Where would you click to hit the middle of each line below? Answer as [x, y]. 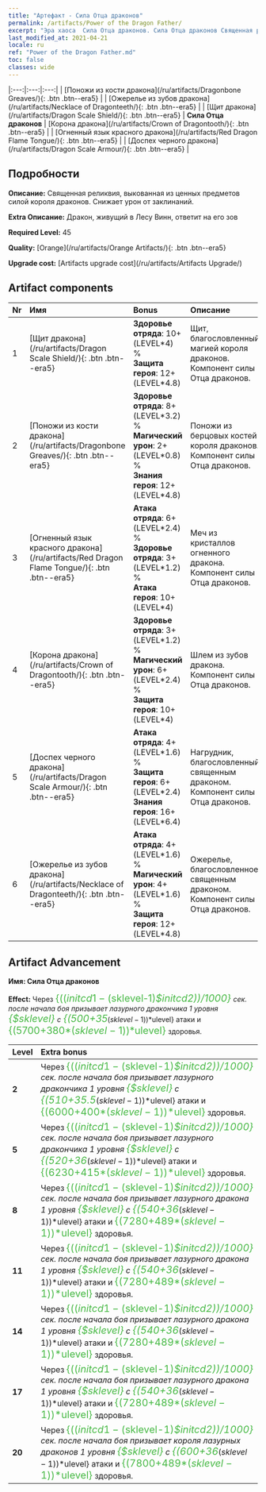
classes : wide [32, 67]
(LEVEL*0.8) [157, 456]
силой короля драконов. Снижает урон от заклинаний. [101, 201]
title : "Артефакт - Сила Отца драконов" [76, 15]
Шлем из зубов [219, 655]
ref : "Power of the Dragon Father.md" [72, 52]
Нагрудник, [212, 753]
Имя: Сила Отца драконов [54, 981]
